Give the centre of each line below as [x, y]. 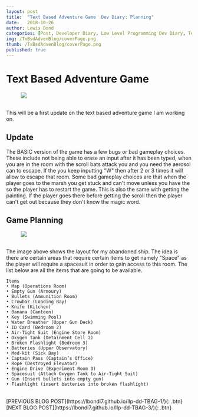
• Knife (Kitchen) [29, 307]
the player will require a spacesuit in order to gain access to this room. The [97, 264]
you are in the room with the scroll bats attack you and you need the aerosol [98, 164]
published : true [26, 50]
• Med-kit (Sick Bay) [33, 353]
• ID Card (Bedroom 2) [34, 327]
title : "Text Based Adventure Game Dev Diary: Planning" [80, 17]
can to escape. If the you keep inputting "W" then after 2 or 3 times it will [95, 170]
